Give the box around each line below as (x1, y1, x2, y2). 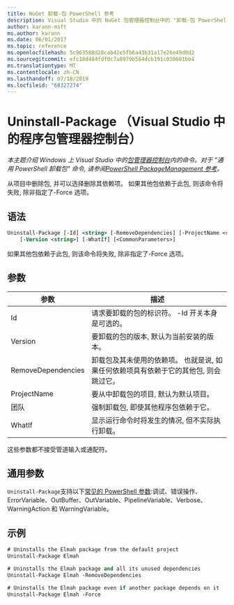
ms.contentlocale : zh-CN (7, 68, 79, 75)
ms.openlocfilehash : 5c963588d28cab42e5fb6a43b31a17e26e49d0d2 (7, 50, 195, 57)
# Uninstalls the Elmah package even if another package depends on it (7, 584, 219, 591)
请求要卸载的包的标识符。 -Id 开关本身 (91, 308, 218, 318)
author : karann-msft (7, 23, 68, 30)
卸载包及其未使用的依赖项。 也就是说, (91, 355, 214, 365)
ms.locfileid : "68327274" (7, 82, 82, 89)
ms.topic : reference (7, 43, 68, 50)
